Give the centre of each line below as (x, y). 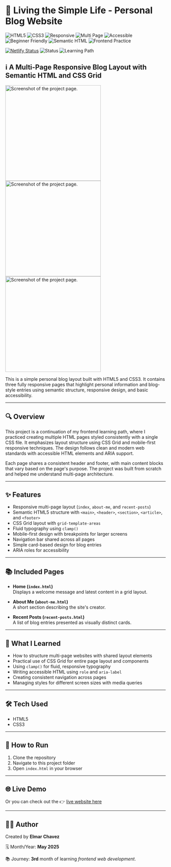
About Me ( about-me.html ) (40, 602)
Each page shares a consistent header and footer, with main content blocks (84, 463)
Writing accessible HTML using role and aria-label (67, 672)
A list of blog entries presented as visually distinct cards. (72, 623)
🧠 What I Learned (33, 643)
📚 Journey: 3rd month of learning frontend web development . (71, 859)
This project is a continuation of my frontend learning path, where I (75, 431)
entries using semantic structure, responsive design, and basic (82, 390)
